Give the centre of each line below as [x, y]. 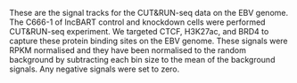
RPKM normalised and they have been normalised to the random [128, 50]
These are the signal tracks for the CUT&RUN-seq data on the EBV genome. [148, 13]
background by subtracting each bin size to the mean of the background [142, 60]
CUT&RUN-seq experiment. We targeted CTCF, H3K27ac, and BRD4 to [139, 31]
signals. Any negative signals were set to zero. [95, 69]
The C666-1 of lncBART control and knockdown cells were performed [137, 22]
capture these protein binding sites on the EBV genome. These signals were [148, 41]
